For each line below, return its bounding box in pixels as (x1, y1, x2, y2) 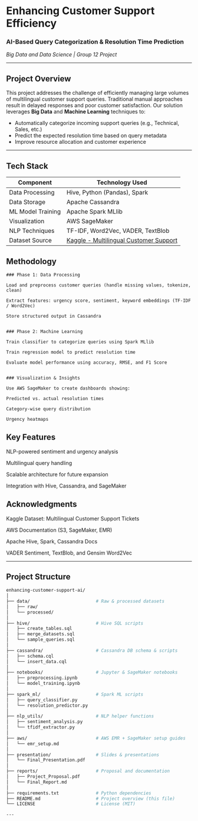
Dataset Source (9, 236, 52, 245)
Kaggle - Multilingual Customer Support (67, 236, 178, 245)
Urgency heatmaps (6, 416, 49, 422)
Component (18, 179, 52, 187)
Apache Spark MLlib (67, 207, 123, 216)
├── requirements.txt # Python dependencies (6, 790, 151, 796)
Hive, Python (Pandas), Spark (67, 189, 148, 197)
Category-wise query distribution (6, 405, 91, 412)
